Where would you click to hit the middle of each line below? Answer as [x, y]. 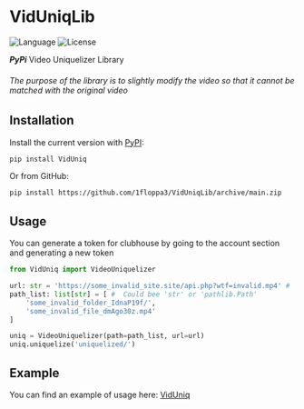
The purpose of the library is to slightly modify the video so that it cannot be [152, 80]
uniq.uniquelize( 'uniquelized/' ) [73, 344]
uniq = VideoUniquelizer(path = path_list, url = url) [107, 336]
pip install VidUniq [49, 159]
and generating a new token [62, 253]
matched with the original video [69, 90]
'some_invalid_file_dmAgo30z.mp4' [91, 311]
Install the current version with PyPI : [77, 142]
